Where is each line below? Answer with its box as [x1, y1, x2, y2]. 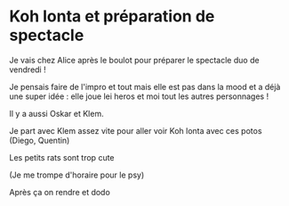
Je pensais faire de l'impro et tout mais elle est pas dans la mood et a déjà [9, 81, 281, 92]
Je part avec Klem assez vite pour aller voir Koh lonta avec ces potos [9, 125, 262, 136]
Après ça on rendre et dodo [9, 186, 111, 197]
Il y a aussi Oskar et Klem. [9, 108, 104, 119]
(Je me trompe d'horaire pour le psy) [9, 169, 145, 180]
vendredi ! [9, 64, 46, 75]
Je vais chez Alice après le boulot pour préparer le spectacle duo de [9, 54, 260, 65]
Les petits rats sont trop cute [9, 152, 115, 162]
